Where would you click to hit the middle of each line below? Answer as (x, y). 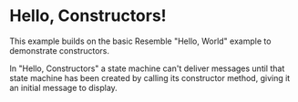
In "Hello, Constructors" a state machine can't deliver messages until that (147, 68)
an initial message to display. (64, 87)
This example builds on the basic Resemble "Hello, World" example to (140, 41)
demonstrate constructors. (60, 50)
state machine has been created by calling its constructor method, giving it (150, 77)
